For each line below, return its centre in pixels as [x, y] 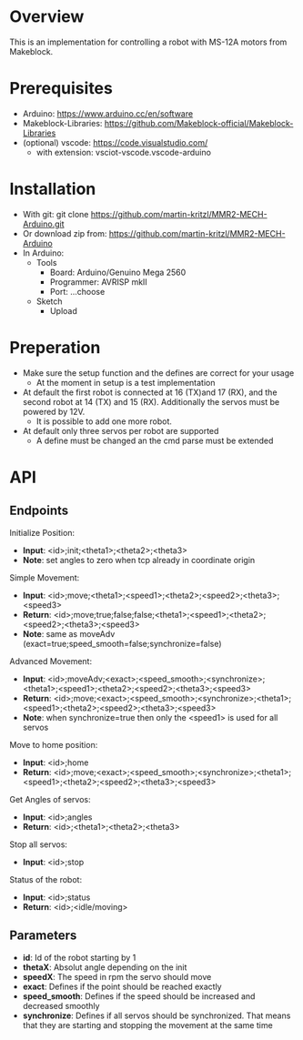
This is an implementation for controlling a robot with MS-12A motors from [148, 42]
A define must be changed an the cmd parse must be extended [155, 440]
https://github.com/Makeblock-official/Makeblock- [199, 123]
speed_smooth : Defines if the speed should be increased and [139, 996]
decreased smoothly [61, 1005]
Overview [47, 17]
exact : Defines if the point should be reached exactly [122, 986]
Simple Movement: [45, 577]
